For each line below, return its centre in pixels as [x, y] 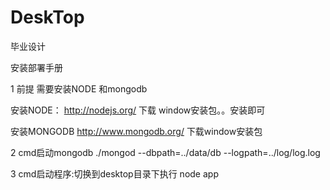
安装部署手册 [36, 67]
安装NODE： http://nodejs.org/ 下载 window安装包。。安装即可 [138, 110]
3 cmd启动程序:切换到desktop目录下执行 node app [114, 173]
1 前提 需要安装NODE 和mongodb [79, 88]
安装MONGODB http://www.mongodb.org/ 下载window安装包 [136, 131]
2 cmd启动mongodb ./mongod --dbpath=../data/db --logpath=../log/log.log [165, 152]
